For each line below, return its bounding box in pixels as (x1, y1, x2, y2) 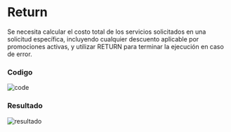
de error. (7, 50, 33, 58)
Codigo (7, 67, 33, 77)
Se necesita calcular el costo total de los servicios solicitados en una (7, 27, 206, 36)
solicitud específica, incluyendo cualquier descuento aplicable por (7, 34, 199, 43)
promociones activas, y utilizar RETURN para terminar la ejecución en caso (7, 42, 225, 51)
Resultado (7, 101, 44, 111)
